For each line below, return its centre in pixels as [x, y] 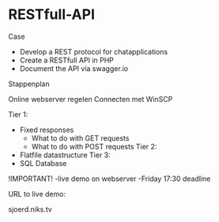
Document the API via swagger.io [74, 68]
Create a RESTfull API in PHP [67, 60]
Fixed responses [47, 130]
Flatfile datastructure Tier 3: [65, 155]
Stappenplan [29, 84]
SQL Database [43, 163]
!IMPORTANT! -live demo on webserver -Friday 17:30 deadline [109, 179]
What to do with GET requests [80, 138]
